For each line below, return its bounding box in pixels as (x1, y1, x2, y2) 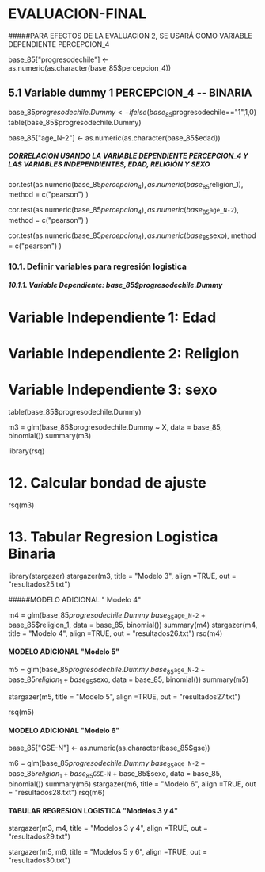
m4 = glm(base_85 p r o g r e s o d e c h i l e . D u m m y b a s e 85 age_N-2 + (8, 610, 206, 621)
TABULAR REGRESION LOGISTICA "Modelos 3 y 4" (8, 805, 178, 815)
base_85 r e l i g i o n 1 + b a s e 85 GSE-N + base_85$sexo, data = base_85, (8, 769, 222, 780)
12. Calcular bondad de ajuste (8, 473, 207, 491)
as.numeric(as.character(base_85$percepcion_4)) (8, 63, 172, 72)
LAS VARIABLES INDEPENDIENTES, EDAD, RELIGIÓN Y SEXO (8, 159, 210, 169)
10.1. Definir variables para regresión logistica (8, 261, 187, 272)
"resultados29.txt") (8, 832, 71, 841)
